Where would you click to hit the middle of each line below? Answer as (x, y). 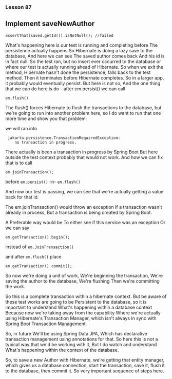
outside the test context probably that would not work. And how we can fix (84, 157)
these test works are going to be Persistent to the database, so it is (76, 302)
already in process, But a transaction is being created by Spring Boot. (79, 212)
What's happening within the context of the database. (62, 350)
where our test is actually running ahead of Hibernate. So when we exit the (84, 67)
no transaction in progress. (46, 142)
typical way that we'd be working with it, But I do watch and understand (81, 344)
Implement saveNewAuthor (50, 24)
